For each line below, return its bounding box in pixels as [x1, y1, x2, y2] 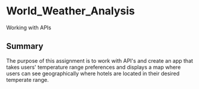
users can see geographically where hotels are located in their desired [6, 70, 180, 77]
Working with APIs [6, 24, 52, 31]
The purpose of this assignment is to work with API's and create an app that [6, 57, 193, 64]
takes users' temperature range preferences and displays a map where [6, 63, 181, 70]
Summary [6, 41, 44, 51]
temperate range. [6, 76, 49, 83]
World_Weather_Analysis [6, 4, 136, 18]
